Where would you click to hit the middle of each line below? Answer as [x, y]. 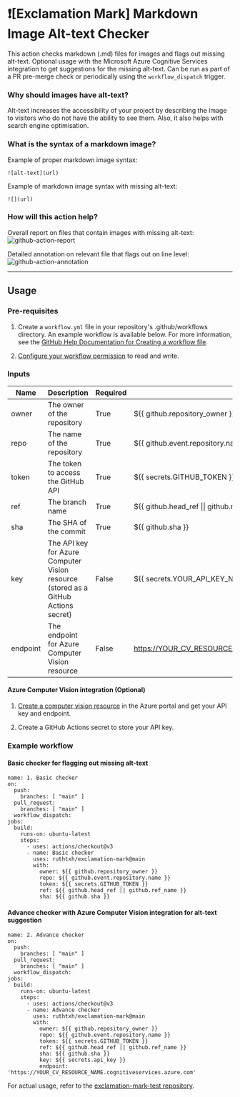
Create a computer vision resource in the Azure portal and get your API [122, 706]
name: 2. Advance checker [46, 935]
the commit [66, 531]
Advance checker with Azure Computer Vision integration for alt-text [112, 912]
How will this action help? [53, 217]
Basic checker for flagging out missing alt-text [78, 763]
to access [64, 472]
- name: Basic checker [60, 853]
